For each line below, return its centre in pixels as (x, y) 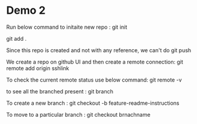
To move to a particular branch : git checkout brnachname (78, 114)
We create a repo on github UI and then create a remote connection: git (95, 62)
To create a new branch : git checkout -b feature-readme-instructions (93, 103)
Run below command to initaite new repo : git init (67, 27)
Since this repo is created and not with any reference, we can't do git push (99, 50)
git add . (17, 38)
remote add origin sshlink (38, 68)
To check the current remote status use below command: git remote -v (94, 80)
